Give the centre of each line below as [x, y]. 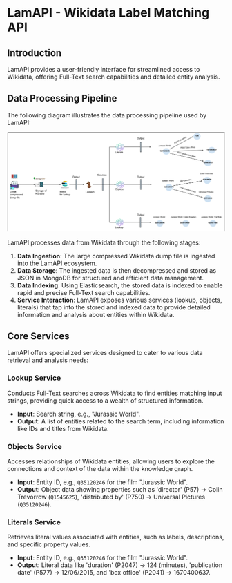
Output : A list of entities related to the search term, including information [120, 421]
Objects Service [35, 446]
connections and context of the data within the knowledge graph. [100, 469]
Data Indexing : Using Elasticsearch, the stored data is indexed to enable [120, 285]
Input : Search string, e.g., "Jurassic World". [78, 414]
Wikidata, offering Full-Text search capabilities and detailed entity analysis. [114, 77]
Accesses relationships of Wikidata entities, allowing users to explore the [111, 461]
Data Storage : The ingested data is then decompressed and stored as [116, 270]
